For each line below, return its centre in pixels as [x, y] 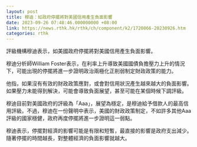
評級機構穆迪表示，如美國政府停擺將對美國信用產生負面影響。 [81, 51]
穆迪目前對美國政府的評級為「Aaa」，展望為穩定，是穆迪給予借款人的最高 [95, 103]
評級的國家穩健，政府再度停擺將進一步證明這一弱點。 [71, 118]
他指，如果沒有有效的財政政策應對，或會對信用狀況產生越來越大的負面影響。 [99, 84]
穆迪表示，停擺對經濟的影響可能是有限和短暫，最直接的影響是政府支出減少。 [99, 131]
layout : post [22, 12]
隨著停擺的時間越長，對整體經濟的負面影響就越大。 [68, 138]
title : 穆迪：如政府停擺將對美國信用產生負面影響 [59, 17]
